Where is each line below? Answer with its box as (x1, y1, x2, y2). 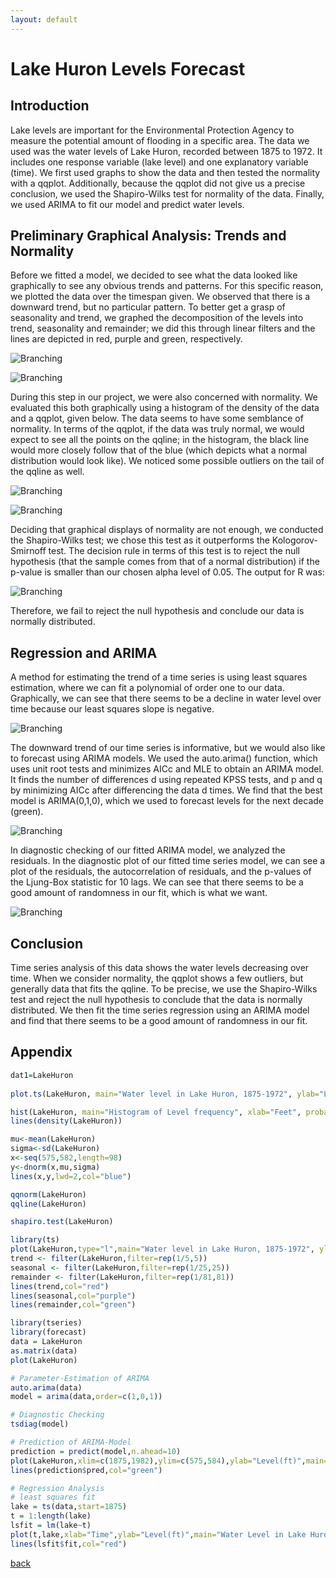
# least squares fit (10, 1492, 97, 1503)
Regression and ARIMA (10, 644, 158, 661)
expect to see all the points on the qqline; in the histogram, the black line (10, 434, 310, 446)
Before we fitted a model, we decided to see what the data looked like (10, 269, 298, 281)
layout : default (10, 14, 78, 25)
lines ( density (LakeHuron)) (10, 1116, 123, 1126)
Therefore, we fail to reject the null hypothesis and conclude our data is (10, 605, 305, 617)
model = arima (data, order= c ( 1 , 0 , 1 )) (10, 1392, 163, 1402)
